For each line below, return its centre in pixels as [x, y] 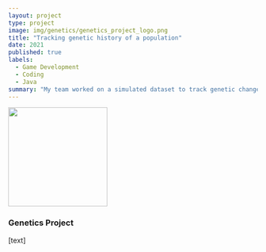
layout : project [35, 15]
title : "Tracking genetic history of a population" [95, 38]
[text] [17, 240]
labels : [21, 60]
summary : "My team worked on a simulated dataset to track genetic [122, 89]
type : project [32, 23]
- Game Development [47, 67]
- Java [26, 82]
